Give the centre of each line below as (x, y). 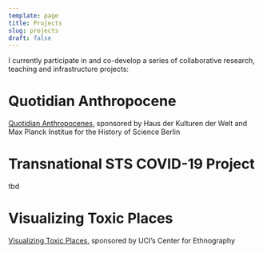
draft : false (30, 38)
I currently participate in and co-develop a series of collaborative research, (131, 61)
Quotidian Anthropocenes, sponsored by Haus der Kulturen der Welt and (128, 124)
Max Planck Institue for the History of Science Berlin (94, 132)
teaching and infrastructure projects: (69, 69)
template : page (34, 16)
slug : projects (34, 30)
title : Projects (35, 23)
